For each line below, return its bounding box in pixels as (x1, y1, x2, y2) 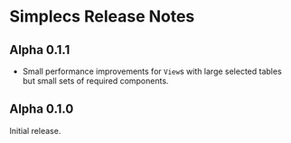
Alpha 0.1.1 (9, 42, 70, 58)
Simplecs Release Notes (9, 6, 195, 27)
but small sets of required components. (22, 76, 169, 86)
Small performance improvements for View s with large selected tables (22, 66, 282, 76)
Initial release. (9, 125, 61, 136)
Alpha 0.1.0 (9, 102, 74, 117)
